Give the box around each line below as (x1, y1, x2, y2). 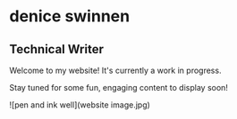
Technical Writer (9, 42, 105, 57)
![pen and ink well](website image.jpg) (9, 99, 150, 110)
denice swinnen (9, 6, 131, 27)
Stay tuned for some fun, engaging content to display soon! (9, 83, 228, 92)
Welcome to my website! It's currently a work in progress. (9, 65, 222, 75)
